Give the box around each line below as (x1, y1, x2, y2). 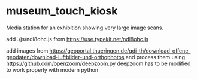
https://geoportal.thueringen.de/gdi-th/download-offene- (49, 47, 191, 54)
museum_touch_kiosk (6, 4, 118, 18)
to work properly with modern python (6, 66, 99, 73)
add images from (6, 47, 49, 54)
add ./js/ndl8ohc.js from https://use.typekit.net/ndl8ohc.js (6, 35, 148, 42)
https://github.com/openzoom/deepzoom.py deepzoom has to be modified (6, 60, 191, 67)
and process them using (125, 53, 186, 60)
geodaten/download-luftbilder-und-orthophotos (6, 53, 125, 60)
